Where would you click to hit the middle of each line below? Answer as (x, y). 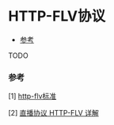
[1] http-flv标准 (32, 97)
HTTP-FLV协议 (57, 16)
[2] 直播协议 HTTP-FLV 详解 (53, 113)
